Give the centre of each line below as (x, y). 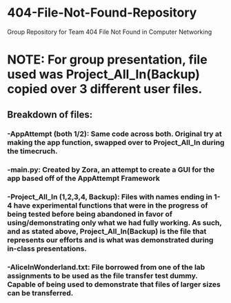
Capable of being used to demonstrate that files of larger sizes (114, 284)
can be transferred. (40, 293)
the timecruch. (32, 151)
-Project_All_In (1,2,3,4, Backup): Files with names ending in (110, 197)
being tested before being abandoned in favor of (90, 214)
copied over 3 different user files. (105, 89)
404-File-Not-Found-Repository (102, 13)
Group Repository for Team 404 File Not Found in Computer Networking (110, 32)
